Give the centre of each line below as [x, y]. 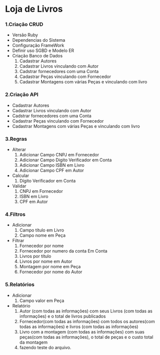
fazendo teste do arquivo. [45, 347]
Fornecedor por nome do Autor [51, 272]
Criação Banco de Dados [37, 56]
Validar [19, 186]
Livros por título [35, 256]
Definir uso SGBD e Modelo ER [43, 51]
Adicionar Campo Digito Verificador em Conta [66, 160]
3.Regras [16, 139]
